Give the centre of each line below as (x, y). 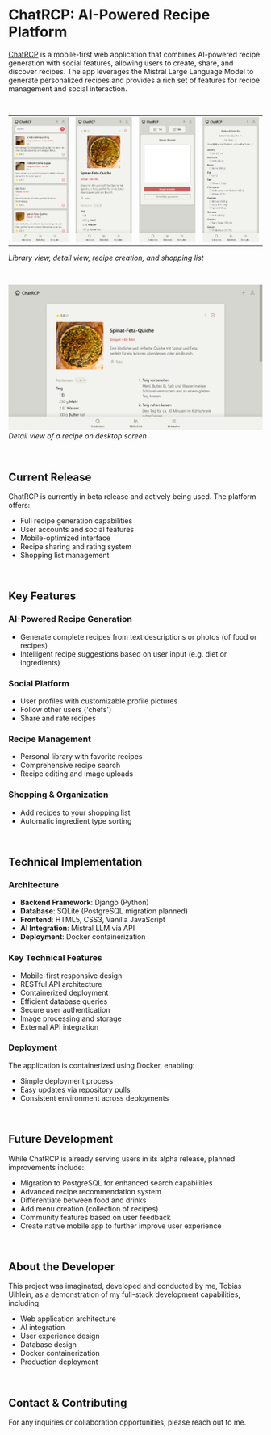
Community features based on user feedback (96, 1217)
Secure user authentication (65, 1009)
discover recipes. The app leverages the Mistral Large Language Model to (131, 71)
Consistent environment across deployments (94, 1098)
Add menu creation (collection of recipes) (89, 1208)
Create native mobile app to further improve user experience (121, 1226)
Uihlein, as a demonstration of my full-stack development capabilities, (124, 1294)
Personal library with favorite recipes (81, 757)
